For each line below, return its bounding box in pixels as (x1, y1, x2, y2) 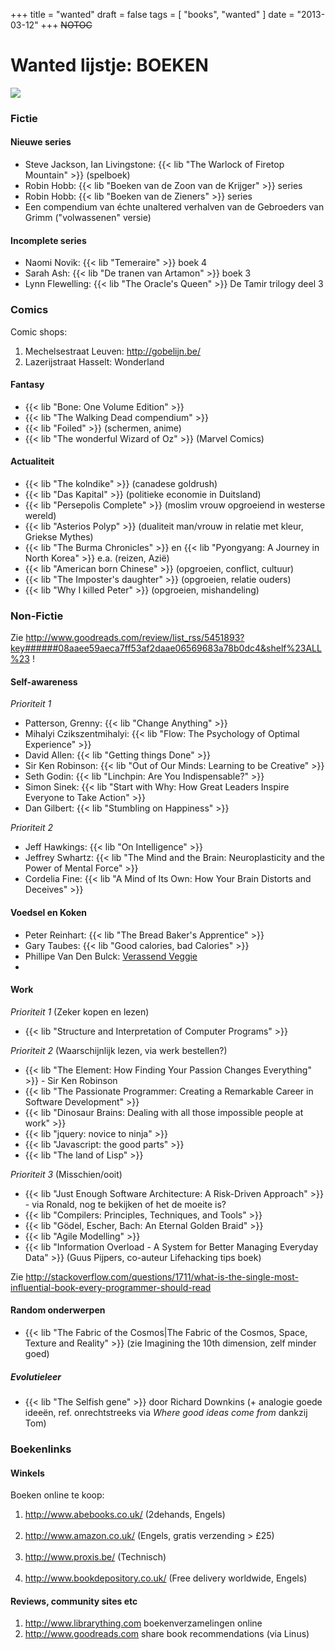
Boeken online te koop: (10, 1489, 105, 1501)
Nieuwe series (10, 136, 72, 148)
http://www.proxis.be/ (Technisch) (24, 1551, 167, 1563)
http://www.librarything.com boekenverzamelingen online (24, 1617, 263, 1629)
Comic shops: (10, 325, 68, 338)
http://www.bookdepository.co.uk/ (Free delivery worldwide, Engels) (24, 1572, 308, 1584)
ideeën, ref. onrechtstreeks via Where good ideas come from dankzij (24, 1407, 308, 1419)
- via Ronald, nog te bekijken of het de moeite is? (24, 1198, 227, 1210)
